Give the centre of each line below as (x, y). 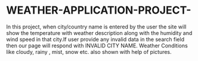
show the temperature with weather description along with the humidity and (99, 33)
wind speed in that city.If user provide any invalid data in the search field (95, 39)
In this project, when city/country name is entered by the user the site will (96, 27)
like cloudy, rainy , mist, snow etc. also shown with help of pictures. (89, 52)
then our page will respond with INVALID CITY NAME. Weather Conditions (97, 46)
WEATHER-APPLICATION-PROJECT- (99, 10)
